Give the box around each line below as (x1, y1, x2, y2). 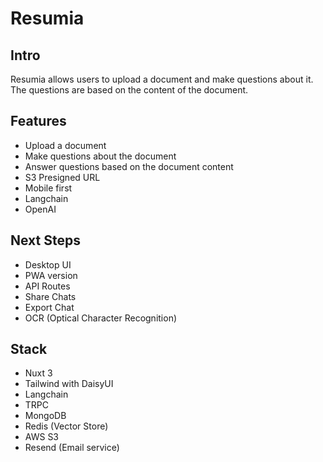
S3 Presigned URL (24, 171, 101, 183)
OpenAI (24, 203, 57, 215)
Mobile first (24, 182, 73, 194)
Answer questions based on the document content (24, 160, 234, 172)
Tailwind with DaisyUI (24, 378, 114, 390)
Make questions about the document (24, 150, 177, 162)
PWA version (24, 269, 78, 281)
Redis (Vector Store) (24, 420, 109, 432)
